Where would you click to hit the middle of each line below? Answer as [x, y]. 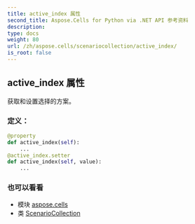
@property [22, 136]
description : [26, 27]
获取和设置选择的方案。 [41, 101]
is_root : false [29, 53]
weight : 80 [23, 40]
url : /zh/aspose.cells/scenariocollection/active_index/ [92, 46]
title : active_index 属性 [44, 14]
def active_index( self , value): [54, 162]
